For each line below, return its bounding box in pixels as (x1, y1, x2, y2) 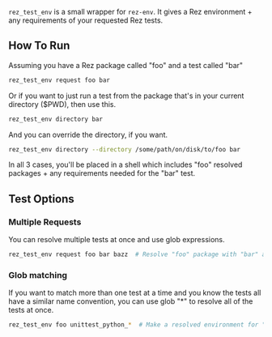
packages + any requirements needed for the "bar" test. (8, 168, 196, 178)
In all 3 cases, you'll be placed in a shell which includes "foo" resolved (8, 160, 243, 169)
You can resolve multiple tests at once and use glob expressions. (8, 235, 225, 245)
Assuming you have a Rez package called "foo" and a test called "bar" (8, 60, 244, 70)
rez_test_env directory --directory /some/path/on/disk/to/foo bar (8, 145, 241, 153)
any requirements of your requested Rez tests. (8, 15, 164, 25)
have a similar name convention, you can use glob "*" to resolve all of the (8, 296, 253, 306)
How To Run (8, 39, 70, 53)
